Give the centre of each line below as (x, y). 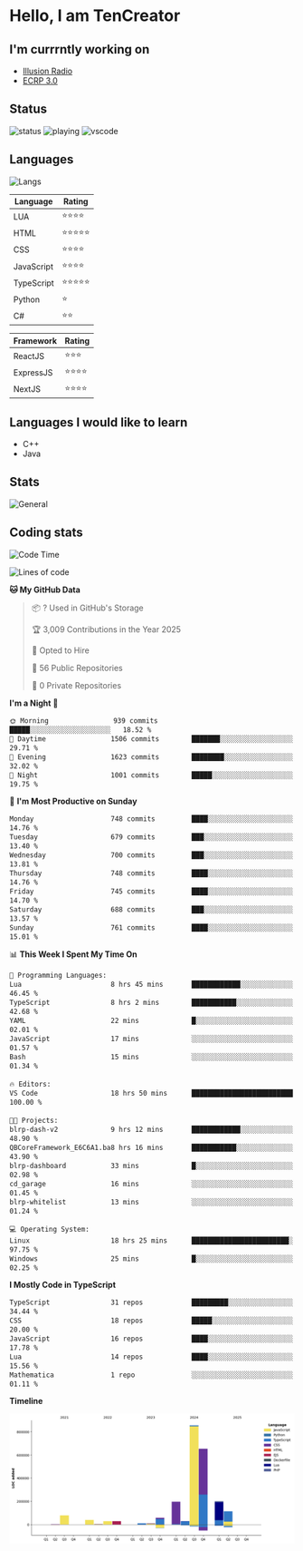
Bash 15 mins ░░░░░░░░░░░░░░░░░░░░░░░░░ (151, 1057)
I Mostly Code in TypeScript (62, 1284)
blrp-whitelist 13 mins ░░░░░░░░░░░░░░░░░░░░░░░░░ (151, 1202)
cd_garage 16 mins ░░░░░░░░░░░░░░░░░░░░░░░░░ (151, 1184)
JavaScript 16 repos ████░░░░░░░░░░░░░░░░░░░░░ (151, 1339)
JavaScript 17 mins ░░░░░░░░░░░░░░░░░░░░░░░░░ (151, 1039)
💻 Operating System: (50, 1229)
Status (28, 109)
